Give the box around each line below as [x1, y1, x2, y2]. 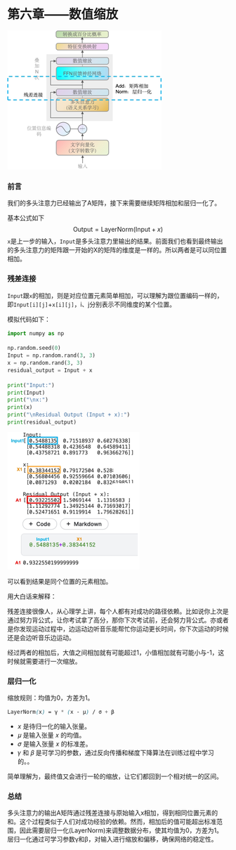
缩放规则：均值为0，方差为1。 [7, 693, 94, 702]
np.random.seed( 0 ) [7, 345, 61, 352]
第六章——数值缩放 [7, 6, 119, 22]
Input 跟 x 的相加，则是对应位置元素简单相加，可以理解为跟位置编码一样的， [7, 291, 223, 299]
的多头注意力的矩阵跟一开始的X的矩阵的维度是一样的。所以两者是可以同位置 [7, 246, 227, 254]
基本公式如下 [7, 214, 44, 222]
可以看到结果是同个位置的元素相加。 [7, 577, 112, 585]
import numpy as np [7, 329, 65, 337]
